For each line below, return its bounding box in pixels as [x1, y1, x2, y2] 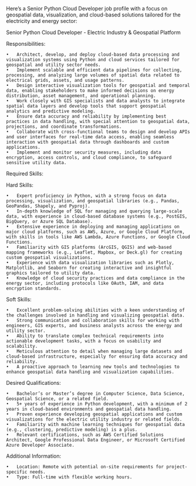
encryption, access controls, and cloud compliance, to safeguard [6, 155, 172, 161]
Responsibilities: [6, 41, 46, 47]
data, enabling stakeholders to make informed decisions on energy [6, 88, 175, 94]
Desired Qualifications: [6, 380, 62, 386]
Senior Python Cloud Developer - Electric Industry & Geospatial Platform [6, 29, 181, 36]
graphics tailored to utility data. [6, 270, 96, 276]
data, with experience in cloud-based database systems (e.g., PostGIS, [6, 214, 188, 219]
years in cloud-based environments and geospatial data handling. [6, 406, 172, 412]
